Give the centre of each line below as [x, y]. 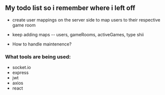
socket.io [21, 68]
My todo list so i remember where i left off [70, 8]
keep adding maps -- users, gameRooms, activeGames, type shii [78, 34]
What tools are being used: [38, 57]
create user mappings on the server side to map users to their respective [86, 20]
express [20, 72]
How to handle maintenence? [42, 44]
